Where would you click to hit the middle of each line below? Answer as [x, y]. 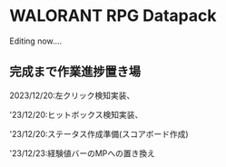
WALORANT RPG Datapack [113, 16]
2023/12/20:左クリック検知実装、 [72, 95]
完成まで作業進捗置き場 [75, 72]
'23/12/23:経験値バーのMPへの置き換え [83, 153]
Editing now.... [36, 41]
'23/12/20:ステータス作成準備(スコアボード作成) [99, 133]
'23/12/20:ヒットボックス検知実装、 [76, 114]
